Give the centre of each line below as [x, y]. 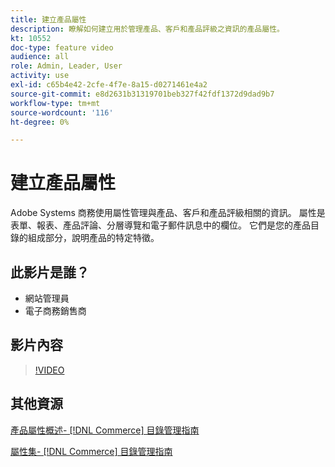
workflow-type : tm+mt [55, 103]
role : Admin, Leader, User [66, 66]
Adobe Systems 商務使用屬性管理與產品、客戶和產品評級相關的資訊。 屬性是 [168, 213]
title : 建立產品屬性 [48, 19]
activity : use [40, 76]
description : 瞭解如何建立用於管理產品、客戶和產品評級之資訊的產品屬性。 [147, 29]
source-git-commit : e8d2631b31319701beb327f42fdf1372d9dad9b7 [142, 94]
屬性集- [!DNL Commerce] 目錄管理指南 [91, 451]
